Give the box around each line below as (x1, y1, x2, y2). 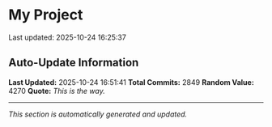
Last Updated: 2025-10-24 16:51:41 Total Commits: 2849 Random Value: (8, 77, 255, 87)
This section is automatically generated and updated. (8, 109, 188, 119)
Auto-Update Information (8, 56, 139, 70)
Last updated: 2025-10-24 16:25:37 (8, 32, 127, 42)
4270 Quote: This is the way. (8, 86, 105, 95)
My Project (8, 6, 83, 24)
